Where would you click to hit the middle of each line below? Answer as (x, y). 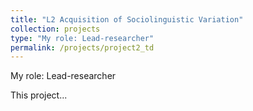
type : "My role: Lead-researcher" (82, 38)
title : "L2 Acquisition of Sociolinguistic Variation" (127, 19)
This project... (39, 95)
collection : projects (55, 29)
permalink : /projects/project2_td (82, 47)
